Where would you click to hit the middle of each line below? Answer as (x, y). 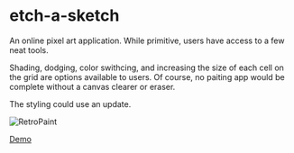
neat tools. (29, 49)
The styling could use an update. (70, 103)
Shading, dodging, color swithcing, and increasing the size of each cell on (147, 67)
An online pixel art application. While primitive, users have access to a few (147, 40)
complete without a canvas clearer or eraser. (92, 86)
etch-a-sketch (64, 16)
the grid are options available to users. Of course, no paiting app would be (147, 76)
